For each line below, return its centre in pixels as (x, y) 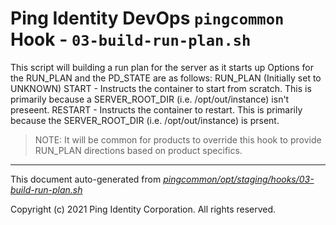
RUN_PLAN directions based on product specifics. (138, 150)
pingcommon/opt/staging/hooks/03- (239, 179)
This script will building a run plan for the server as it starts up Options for (162, 67)
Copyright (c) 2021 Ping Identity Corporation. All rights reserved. (143, 209)
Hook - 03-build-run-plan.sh (131, 39)
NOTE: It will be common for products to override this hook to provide (178, 139)
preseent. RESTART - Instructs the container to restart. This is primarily (156, 109)
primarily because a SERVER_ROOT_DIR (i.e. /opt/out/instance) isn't (150, 99)
